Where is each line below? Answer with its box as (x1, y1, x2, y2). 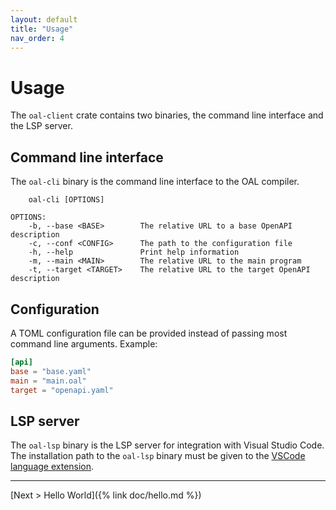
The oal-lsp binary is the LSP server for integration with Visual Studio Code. (10, 439, 325, 451)
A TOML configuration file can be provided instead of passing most (10, 327, 288, 339)
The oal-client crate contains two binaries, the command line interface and (10, 109, 324, 121)
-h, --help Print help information (28, 247, 240, 258)
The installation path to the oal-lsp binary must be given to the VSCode (10, 450, 306, 462)
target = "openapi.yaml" (10, 385, 114, 395)
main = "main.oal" (10, 376, 87, 386)
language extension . (10, 461, 95, 473)
